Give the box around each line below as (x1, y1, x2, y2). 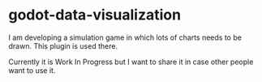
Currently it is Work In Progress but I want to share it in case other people (8, 57, 254, 67)
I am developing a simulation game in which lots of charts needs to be (8, 32, 242, 42)
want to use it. (8, 65, 56, 75)
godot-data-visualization (8, 6, 181, 24)
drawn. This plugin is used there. (8, 41, 118, 50)
